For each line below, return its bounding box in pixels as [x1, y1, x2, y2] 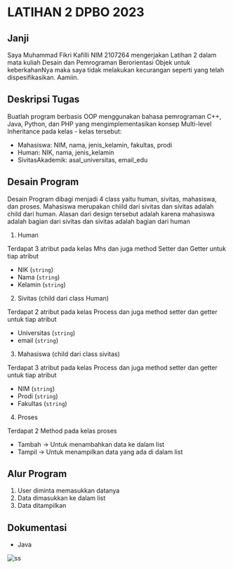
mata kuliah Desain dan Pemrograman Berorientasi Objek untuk [7, 58, 191, 67]
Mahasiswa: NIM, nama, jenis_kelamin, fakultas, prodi [17, 140, 173, 149]
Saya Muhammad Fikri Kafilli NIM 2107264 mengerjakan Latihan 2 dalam [7, 51, 217, 59]
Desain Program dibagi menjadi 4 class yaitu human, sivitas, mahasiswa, [7, 195, 218, 203]
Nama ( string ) [17, 273, 60, 281]
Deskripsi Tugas [7, 93, 80, 105]
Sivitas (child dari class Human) [17, 294, 109, 302]
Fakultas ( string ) [17, 399, 68, 407]
